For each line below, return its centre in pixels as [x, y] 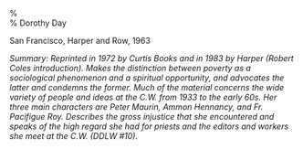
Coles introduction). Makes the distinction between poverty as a [130, 68]
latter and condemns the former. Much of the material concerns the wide [147, 87]
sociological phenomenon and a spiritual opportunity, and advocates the [147, 78]
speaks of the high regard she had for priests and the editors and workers [149, 126]
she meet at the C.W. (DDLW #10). [74, 136]
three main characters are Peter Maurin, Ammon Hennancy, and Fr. [136, 107]
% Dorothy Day [38, 23]
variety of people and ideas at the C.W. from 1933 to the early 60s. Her [143, 97]
